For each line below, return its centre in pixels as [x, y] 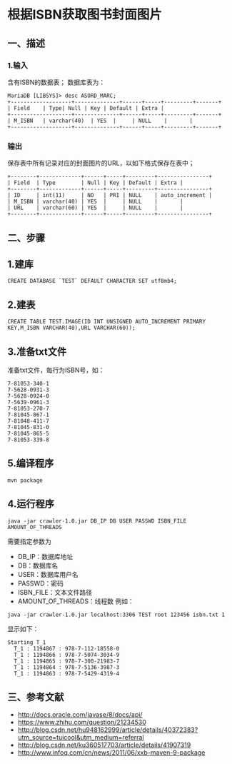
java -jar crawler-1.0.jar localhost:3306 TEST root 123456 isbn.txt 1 [116, 615]
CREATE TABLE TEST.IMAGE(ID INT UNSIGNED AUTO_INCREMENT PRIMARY [106, 322]
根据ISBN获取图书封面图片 [85, 15]
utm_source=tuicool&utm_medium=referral [81, 738]
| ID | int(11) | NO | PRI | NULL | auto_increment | [110, 196]
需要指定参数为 [29, 541]
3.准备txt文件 [37, 352]
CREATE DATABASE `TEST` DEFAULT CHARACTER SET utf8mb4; [92, 281]
